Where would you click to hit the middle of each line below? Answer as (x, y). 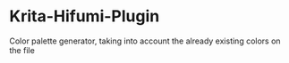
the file (22, 50)
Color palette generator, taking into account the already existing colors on (145, 41)
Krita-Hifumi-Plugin (85, 16)
